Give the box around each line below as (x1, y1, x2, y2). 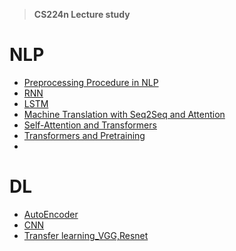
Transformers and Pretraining (23, 129, 146, 141)
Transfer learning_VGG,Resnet (23, 229, 149, 241)
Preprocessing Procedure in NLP (23, 76, 159, 88)
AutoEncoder (23, 208, 79, 220)
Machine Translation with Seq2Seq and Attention (23, 108, 226, 120)
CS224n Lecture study (33, 9, 131, 20)
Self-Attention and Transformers (23, 119, 157, 131)
